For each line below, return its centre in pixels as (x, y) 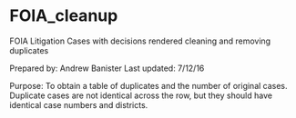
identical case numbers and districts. (79, 104)
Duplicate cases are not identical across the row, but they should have (141, 95)
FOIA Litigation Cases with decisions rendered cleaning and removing (140, 41)
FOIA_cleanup (64, 16)
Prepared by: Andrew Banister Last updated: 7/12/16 (107, 68)
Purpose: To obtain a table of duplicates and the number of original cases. (149, 85)
